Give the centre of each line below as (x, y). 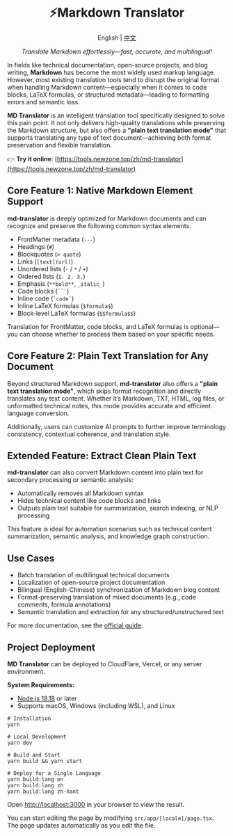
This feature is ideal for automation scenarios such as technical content (110, 529)
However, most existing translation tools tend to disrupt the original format (113, 79)
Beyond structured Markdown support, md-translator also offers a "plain (112, 383)
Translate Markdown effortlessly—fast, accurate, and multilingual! (117, 51)
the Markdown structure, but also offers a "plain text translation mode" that (117, 130)
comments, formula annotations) (64, 604)
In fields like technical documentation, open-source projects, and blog (108, 65)
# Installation (29, 718)
